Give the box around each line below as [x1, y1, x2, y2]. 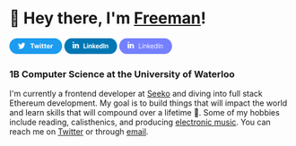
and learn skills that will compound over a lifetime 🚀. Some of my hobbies [9, 107, 280, 118]
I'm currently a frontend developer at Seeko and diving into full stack [9, 89, 263, 99]
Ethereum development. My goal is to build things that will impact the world [9, 98, 288, 108]
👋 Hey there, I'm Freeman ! [9, 8, 206, 29]
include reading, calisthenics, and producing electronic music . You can [9, 116, 271, 128]
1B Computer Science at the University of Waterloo [9, 67, 235, 80]
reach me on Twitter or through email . [9, 126, 149, 137]
